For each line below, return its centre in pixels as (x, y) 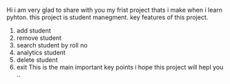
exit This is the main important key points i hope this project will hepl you (120, 67)
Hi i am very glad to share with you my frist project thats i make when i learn (114, 10)
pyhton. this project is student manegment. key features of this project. (107, 17)
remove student (39, 38)
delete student (37, 60)
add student (33, 31)
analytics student (41, 52)
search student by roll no (52, 45)
